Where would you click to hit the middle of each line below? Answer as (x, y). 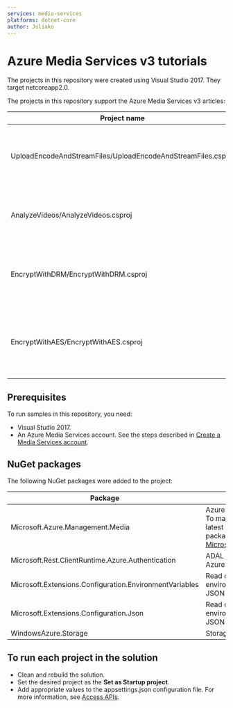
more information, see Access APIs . (68, 697)
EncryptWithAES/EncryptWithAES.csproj (77, 342)
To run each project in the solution (83, 658)
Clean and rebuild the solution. (61, 675)
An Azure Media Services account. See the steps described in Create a (119, 435)
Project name (123, 118)
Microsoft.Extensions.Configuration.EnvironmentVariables (105, 584)
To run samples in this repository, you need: (70, 414)
